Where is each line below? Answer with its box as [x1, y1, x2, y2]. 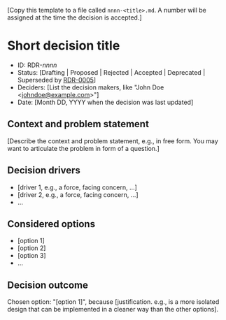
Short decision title [7, 38, 120, 54]
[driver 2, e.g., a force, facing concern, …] [17, 190, 139, 198]
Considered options [7, 218, 96, 230]
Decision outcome [7, 279, 89, 291]
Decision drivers [7, 164, 80, 177]
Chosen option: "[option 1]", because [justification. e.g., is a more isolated [7, 298, 220, 306]
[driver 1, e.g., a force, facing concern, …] [17, 183, 138, 191]
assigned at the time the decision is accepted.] [7, 13, 142, 22]
